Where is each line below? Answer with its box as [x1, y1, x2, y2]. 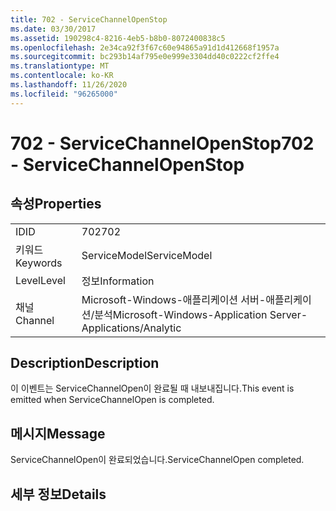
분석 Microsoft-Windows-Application [94, 307, 268, 321]
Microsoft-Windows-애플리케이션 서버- [81, 292, 267, 306]
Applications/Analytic [81, 321, 182, 335]
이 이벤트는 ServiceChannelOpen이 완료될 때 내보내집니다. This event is [10, 382, 295, 395]
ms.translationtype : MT [10, 61, 110, 71]
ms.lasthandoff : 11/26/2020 [10, 80, 128, 90]
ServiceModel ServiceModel [81, 248, 213, 262]
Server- [269, 307, 308, 321]
